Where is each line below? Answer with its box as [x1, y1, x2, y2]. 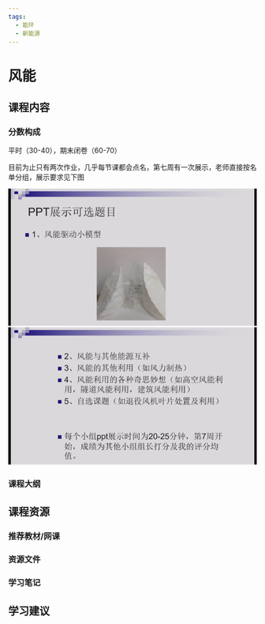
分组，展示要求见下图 [14, 172, 84, 182]
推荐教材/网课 [8, 531, 61, 542]
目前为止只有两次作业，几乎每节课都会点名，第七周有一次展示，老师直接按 [8, 163, 250, 172]
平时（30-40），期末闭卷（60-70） [8, 146, 121, 156]
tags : [8, 13, 26, 21]
